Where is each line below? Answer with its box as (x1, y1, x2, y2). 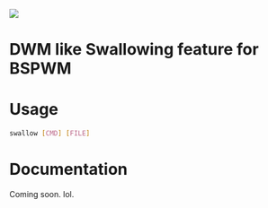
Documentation (9, 160, 129, 179)
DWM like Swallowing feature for (9, 39, 259, 60)
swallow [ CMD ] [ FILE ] (9, 129, 91, 138)
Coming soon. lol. (9, 188, 75, 199)
